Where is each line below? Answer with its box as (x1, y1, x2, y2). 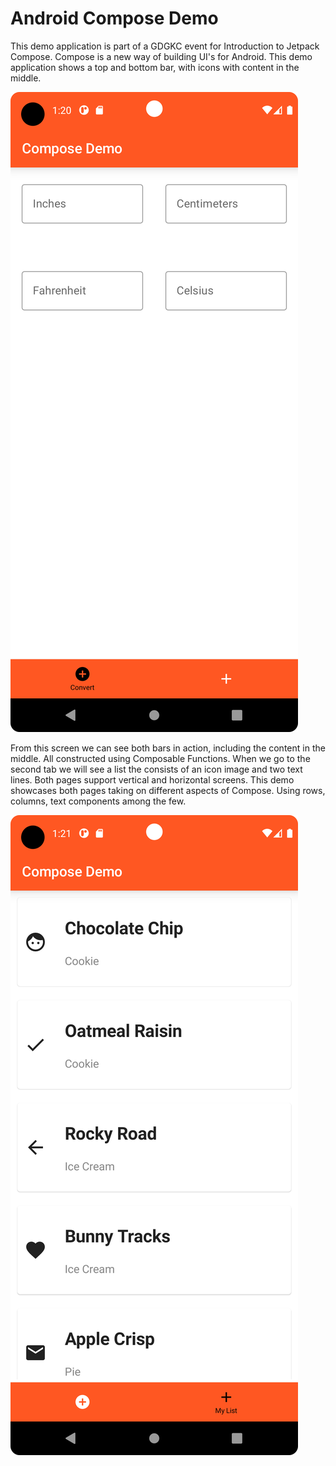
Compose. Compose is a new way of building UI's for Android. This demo (10, 50, 313, 62)
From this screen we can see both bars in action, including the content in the (10, 742, 326, 754)
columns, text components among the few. (10, 795, 187, 807)
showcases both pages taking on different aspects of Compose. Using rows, (10, 784, 326, 796)
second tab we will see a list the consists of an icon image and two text (10, 763, 303, 775)
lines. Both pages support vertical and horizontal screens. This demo (10, 773, 295, 786)
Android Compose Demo (10, 7, 219, 30)
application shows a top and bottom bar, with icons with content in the (10, 61, 300, 73)
